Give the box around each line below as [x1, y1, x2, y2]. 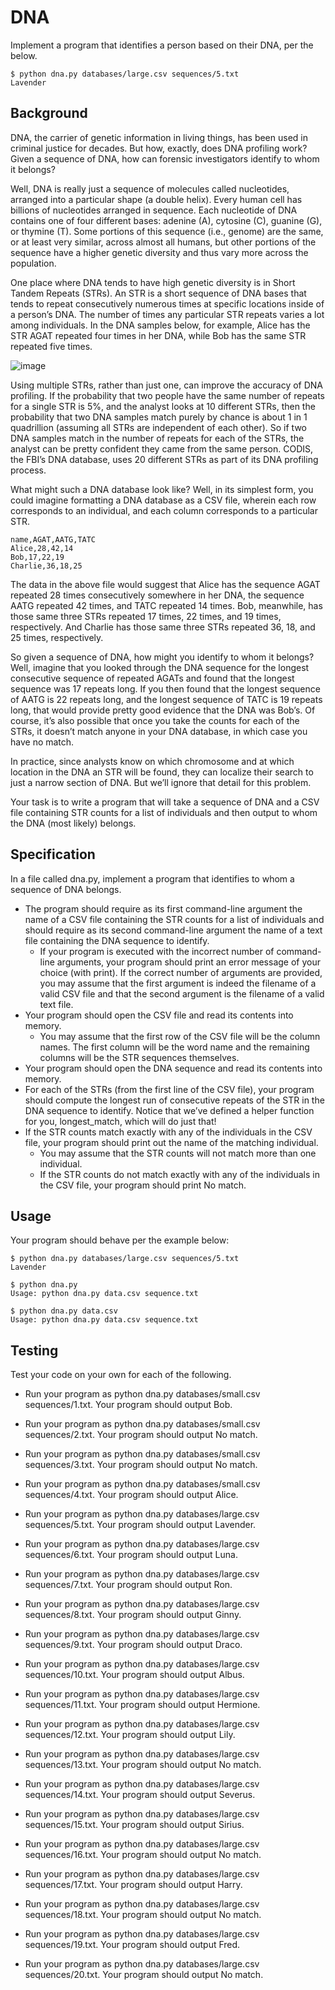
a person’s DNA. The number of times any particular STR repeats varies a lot [10, 308, 325, 320]
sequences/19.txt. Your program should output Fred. [24, 1939, 241, 1951]
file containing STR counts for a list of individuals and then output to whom [10, 806, 318, 818]
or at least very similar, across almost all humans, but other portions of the [10, 236, 317, 248]
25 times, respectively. [10, 631, 104, 643]
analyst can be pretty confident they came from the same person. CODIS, [10, 442, 314, 455]
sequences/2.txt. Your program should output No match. [24, 1429, 258, 1441]
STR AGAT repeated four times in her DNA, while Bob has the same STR [10, 329, 307, 341]
